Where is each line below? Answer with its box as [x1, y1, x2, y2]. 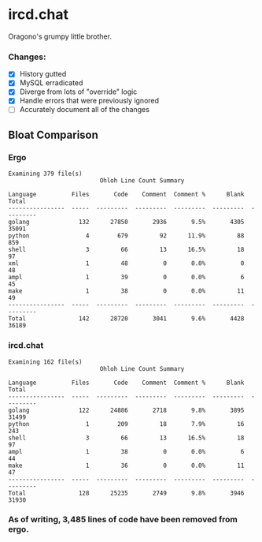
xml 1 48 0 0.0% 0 [8, 260, 245, 267]
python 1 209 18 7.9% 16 [8, 420, 245, 428]
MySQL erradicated [19, 78, 83, 88]
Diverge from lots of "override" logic [19, 87, 138, 96]
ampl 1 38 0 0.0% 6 [8, 447, 245, 455]
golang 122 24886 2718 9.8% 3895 [8, 406, 245, 414]
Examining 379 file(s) [8, 170, 83, 178]
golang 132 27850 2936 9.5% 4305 [8, 219, 245, 226]
